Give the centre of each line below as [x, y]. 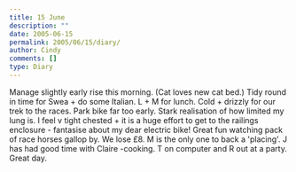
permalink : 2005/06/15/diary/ [65, 42]
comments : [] [33, 59]
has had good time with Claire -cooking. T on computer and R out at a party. [148, 148]
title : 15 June [37, 17]
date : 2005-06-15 [41, 34]
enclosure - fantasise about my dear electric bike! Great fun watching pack [146, 129]
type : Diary [31, 67]
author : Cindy [35, 51]
